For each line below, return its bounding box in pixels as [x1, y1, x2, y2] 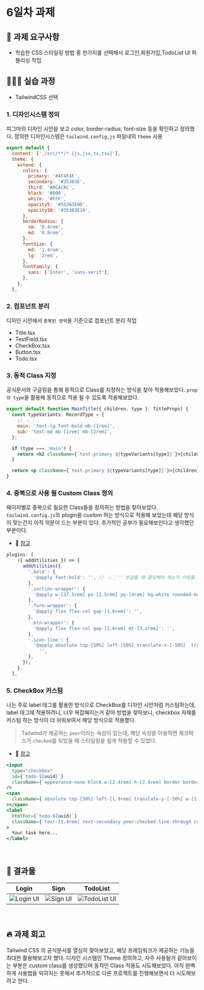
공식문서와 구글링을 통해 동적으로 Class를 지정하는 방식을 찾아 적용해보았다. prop [6, 386, 198, 393]
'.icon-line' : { [28, 637, 69, 643]
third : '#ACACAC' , [28, 184, 75, 191]
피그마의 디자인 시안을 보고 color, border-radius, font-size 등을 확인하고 [6, 125, 179, 133]
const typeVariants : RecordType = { [12, 412, 104, 418]
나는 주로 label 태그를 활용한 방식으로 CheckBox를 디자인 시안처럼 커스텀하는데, [6, 701, 196, 708]
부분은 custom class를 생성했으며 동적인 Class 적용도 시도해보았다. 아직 [12, 961, 184, 969]
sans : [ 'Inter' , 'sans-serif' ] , [28, 269, 110, 276]
